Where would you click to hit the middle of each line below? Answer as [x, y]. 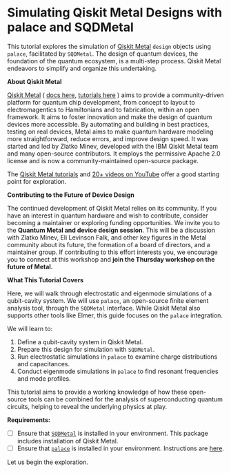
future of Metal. [30, 266]
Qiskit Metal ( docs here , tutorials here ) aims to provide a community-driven [115, 95]
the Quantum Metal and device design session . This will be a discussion [111, 230]
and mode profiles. [44, 378]
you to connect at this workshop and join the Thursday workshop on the [111, 259]
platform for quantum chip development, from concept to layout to [101, 102]
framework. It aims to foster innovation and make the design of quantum [110, 117]
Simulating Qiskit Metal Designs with [115, 13]
